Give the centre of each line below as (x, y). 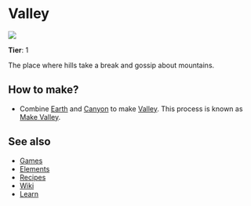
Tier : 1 (18, 50)
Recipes (33, 177)
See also (29, 142)
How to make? (44, 90)
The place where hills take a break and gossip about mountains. (111, 65)
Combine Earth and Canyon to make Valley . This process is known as (131, 108)
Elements (35, 168)
